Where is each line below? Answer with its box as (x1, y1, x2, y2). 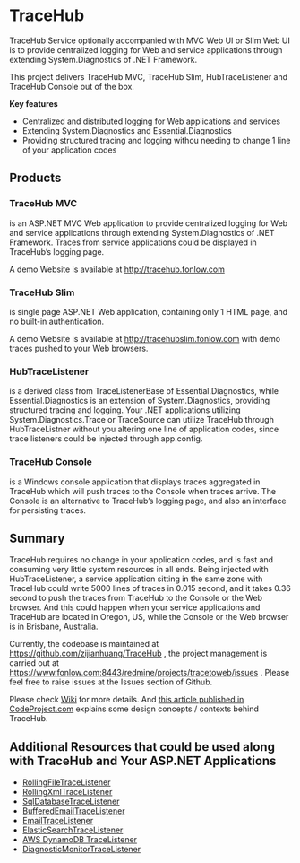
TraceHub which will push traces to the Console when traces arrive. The (9, 485, 276, 496)
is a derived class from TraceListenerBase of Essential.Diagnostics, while (9, 386, 279, 397)
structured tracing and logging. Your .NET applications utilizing (9, 405, 241, 415)
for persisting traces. (9, 504, 87, 516)
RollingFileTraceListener (21, 777, 111, 788)
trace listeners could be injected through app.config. (9, 433, 203, 444)
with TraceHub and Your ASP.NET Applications (9, 753, 277, 768)
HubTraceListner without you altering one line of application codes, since (9, 423, 279, 435)
